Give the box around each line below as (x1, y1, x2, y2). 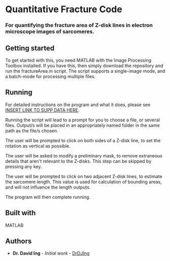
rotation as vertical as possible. (5, 143, 71, 149)
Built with (5, 209, 36, 217)
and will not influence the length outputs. (5, 184, 91, 190)
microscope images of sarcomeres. (5, 28, 95, 35)
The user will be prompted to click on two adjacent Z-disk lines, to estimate (5, 173, 162, 179)
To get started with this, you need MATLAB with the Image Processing (5, 57, 152, 63)
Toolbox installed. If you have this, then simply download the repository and (5, 62, 163, 69)
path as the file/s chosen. (5, 127, 58, 134)
